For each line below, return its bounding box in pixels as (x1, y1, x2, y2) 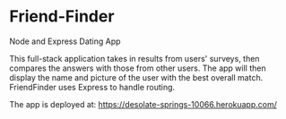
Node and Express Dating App (9, 36, 121, 47)
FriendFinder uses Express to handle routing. (9, 81, 176, 92)
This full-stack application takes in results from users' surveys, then (9, 53, 260, 64)
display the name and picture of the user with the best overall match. (9, 72, 264, 82)
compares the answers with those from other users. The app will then (9, 63, 266, 73)
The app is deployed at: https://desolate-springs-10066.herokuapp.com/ (9, 98, 278, 109)
